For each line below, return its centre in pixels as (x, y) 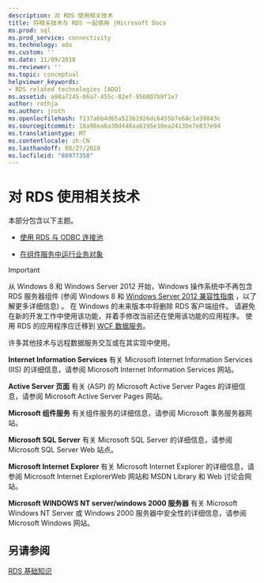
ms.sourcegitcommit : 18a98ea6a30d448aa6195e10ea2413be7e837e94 (115, 126)
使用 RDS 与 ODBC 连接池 (61, 238)
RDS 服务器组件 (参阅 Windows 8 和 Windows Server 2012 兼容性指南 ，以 (129, 296)
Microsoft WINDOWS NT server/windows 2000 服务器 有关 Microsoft (123, 503)
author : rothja (33, 104)
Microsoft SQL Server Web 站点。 (63, 450)
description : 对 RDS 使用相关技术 (61, 15)
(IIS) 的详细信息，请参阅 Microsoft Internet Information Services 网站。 (123, 370)
